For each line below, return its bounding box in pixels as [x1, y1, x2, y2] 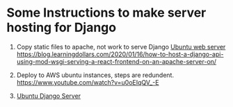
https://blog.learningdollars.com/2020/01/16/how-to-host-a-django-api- [16, 50, 224, 58]
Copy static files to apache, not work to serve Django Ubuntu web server [16, 42, 226, 51]
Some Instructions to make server [6, 5, 207, 21]
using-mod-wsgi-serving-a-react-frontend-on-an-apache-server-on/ [16, 57, 217, 65]
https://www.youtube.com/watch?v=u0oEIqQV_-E [16, 78, 159, 86]
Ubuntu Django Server [16, 92, 81, 100]
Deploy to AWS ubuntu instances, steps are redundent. [16, 71, 175, 79]
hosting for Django [6, 19, 116, 35]
